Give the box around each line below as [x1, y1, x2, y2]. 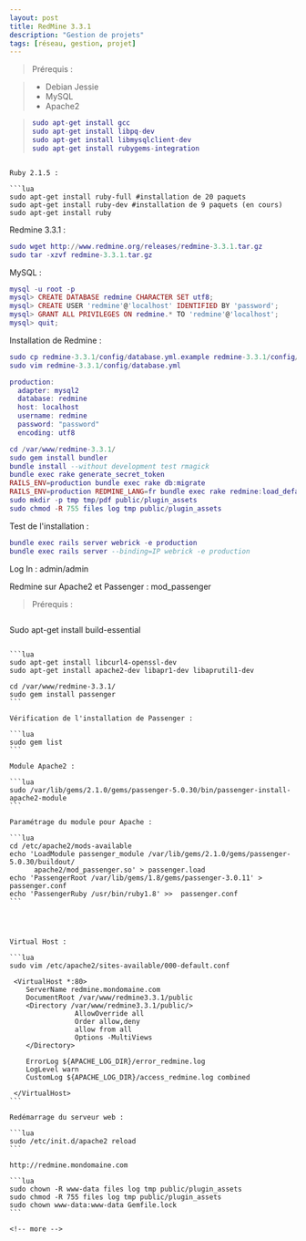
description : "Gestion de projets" [9, 30, 145, 39]
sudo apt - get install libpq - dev [31, 127, 155, 137]
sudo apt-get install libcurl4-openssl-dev [9, 657, 178, 667]
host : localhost [17, 403, 79, 412]
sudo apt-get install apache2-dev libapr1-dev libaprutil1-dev [9, 666, 255, 675]
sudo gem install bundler [9, 453, 107, 462]
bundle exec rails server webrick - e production [9, 538, 198, 547]
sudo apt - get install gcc [31, 119, 130, 128]
